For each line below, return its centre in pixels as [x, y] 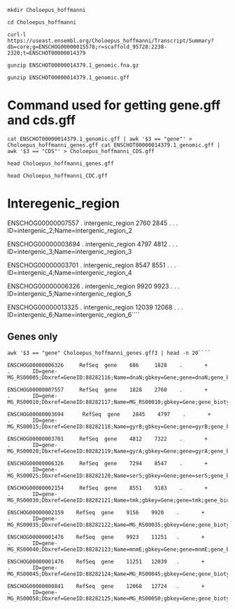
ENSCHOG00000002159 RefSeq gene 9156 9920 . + [106, 512]
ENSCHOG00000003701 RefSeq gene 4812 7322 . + [108, 439]
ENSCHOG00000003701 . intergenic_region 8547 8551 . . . [92, 265]
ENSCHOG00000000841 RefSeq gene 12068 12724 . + [106, 586]
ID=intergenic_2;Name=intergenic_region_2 [70, 230]
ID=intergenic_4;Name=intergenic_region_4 [70, 272]
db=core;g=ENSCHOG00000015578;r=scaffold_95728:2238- [87, 47]
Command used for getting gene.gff [114, 106]
